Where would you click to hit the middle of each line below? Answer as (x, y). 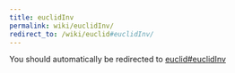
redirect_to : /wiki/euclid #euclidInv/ (82, 34)
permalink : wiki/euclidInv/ (62, 26)
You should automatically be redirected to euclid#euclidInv (118, 60)
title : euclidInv (42, 17)
